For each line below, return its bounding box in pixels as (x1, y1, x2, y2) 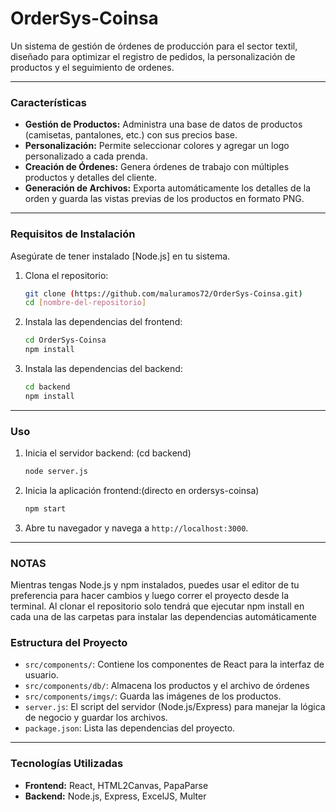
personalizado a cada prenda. (24, 150, 148, 162)
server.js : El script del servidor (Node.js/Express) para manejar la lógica (24, 701, 326, 713)
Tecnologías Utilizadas (10, 757, 124, 771)
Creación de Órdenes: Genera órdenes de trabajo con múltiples (24, 161, 290, 173)
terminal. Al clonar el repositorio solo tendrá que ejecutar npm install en (10, 600, 305, 612)
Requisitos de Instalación (10, 227, 136, 241)
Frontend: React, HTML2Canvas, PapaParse (24, 779, 209, 791)
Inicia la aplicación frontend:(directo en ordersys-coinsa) (24, 484, 260, 496)
